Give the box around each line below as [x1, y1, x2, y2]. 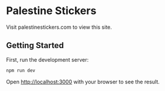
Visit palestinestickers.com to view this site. [6, 23, 112, 31]
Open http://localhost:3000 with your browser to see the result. [6, 78, 160, 85]
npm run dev [6, 68, 35, 73]
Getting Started [6, 41, 64, 50]
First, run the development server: [6, 56, 89, 63]
